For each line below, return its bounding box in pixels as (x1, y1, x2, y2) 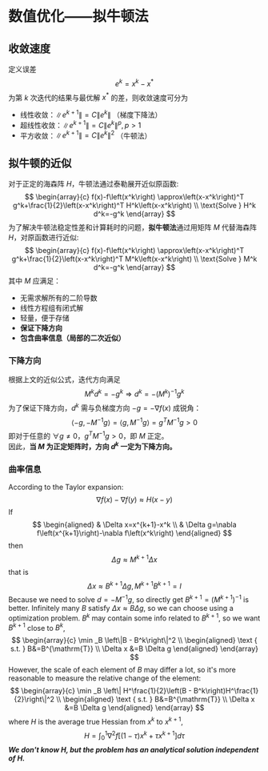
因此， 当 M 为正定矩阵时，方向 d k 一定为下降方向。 (8, 440, 177, 451)
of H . (8, 753, 26, 763)
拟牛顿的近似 (8, 156, 72, 170)
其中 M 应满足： (8, 276, 62, 286)
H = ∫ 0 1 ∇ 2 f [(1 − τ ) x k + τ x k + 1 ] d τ (83, 729, 186, 742)
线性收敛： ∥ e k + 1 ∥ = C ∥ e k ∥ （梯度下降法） (19, 109, 162, 119)
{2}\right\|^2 (14, 694, 54, 705)
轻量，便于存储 (19, 313, 70, 323)
